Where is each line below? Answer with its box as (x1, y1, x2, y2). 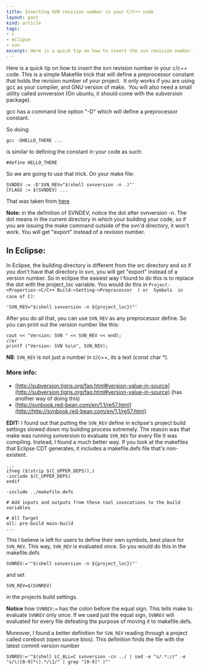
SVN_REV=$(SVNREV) (6, 583, 52, 589)
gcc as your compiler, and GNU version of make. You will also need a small (6, 83, 192, 91)
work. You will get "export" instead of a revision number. (6, 228, 145, 235)
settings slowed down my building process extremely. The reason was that (6, 426, 190, 433)
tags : (6, 25, 20, 32)
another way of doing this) (14, 394, 80, 402)
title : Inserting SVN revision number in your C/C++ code (6, 8, 154, 15)
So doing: (6, 125, 30, 133)
